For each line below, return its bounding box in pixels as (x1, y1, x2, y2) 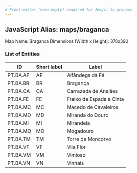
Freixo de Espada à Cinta (67, 95, 124, 102)
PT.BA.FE (7, 95, 29, 102)
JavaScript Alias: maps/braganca (5, 26, 109, 34)
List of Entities (5, 51, 40, 58)
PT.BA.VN (7, 159, 30, 166)
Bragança (67, 80, 90, 86)
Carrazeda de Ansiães (67, 87, 118, 94)
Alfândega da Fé (67, 72, 105, 79)
